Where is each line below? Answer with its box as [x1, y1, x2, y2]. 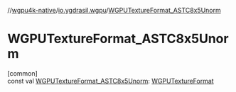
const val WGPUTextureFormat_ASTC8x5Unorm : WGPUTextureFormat [7, 76, 215, 85]
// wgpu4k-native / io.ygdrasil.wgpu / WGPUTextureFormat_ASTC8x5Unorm [7, 6, 222, 14]
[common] [7, 69, 38, 77]
